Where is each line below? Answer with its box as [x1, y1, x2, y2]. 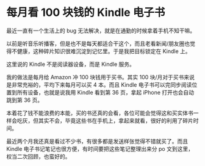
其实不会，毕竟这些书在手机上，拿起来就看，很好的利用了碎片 [38, 117, 193, 124]
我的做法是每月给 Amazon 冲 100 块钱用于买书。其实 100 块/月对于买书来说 [6, 73, 195, 81]
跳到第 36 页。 [6, 96, 43, 104]
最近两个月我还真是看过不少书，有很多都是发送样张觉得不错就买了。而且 [6, 137, 188, 145]
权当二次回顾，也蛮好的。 [6, 153, 71, 160]
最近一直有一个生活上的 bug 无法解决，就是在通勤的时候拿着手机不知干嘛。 [6, 27, 196, 34]
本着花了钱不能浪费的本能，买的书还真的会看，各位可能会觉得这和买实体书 [6, 109, 193, 117]
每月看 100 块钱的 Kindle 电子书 [6, 5, 165, 20]
